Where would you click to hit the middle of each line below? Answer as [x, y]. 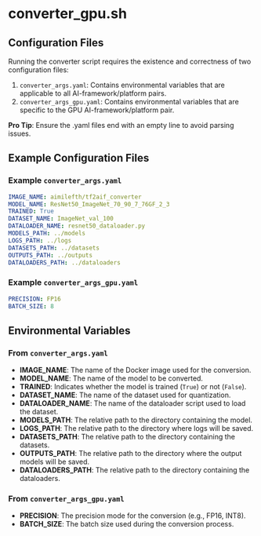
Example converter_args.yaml [65, 180]
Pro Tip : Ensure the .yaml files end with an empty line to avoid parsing [121, 125]
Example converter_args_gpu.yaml [73, 283]
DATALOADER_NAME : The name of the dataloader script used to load [132, 403]
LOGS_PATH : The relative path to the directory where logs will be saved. [136, 428]
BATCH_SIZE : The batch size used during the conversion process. [127, 524]
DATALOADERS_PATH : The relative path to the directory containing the [134, 470]
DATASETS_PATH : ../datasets [54, 248]
